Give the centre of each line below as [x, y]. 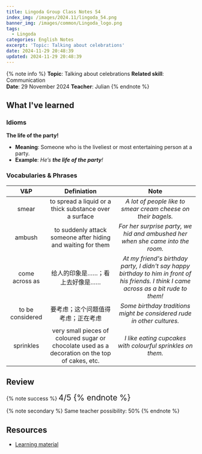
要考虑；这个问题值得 [81, 309]
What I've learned [40, 106]
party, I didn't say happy [155, 266]
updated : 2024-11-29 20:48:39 [44, 57]
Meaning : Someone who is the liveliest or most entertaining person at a [103, 147]
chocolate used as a [81, 345]
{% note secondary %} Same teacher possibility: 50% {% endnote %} [93, 411]
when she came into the [155, 241]
